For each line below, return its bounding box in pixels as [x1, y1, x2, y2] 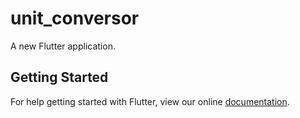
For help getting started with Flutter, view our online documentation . [10, 95, 290, 107]
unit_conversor [10, 7, 140, 30]
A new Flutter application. [10, 40, 116, 52]
